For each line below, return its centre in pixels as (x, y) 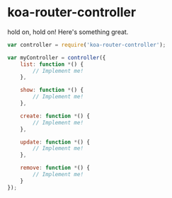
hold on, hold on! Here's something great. (68, 32)
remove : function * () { (55, 168)
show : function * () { (52, 90)
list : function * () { (52, 64)
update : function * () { (55, 142)
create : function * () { (55, 116)
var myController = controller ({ (57, 57)
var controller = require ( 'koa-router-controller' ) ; (87, 45)
